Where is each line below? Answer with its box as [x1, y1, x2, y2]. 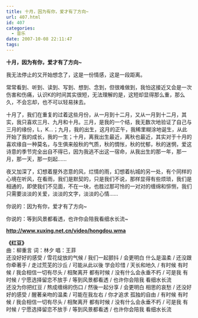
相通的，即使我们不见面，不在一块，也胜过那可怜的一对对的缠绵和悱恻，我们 [6, 183, 192, 190]
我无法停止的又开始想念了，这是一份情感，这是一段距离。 [6, 71, 146, 78]
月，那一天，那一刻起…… [6, 155, 67, 163]
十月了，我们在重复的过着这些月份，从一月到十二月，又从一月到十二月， [6, 111, 181, 118]
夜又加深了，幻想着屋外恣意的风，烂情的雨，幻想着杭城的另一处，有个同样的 [6, 168, 192, 175]
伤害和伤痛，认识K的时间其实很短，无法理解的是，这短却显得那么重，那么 [6, 91, 186, 98]
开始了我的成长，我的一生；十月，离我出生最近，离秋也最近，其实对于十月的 [6, 133, 192, 140]
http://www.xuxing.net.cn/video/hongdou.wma [6, 227, 126, 234]
